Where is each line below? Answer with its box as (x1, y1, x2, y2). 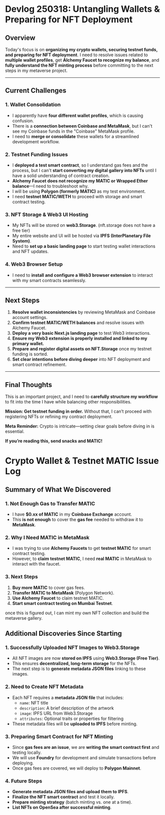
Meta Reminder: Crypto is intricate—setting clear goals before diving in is (5, 423, 155, 429)
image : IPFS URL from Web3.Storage (19, 710, 93, 716)
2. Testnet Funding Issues (5, 151, 68, 158)
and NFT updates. (12, 248, 49, 254)
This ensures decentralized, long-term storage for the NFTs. (12, 661, 137, 667)
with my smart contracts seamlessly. (12, 277, 86, 283)
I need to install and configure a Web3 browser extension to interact (12, 272, 153, 278)
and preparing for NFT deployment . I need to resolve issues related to (5, 52, 148, 58)
